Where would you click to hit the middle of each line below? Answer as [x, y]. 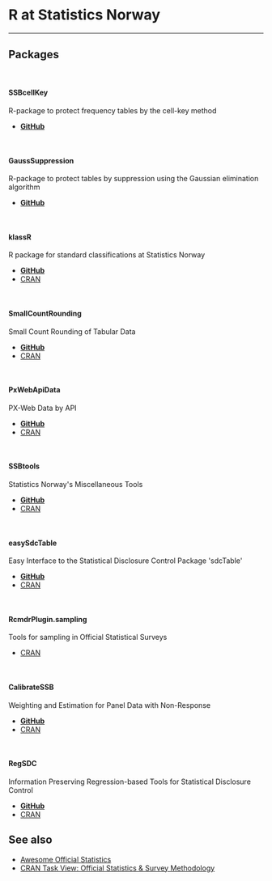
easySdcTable [33, 543]
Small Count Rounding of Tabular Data [72, 331]
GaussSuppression [41, 160]
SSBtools [24, 466]
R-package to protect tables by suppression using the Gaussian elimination [134, 179]
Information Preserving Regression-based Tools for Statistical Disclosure [130, 781]
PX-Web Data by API [42, 408]
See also [30, 840]
